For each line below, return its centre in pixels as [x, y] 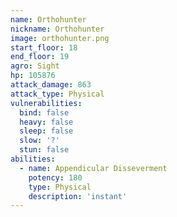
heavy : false [46, 122]
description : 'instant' [78, 196]
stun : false [44, 150]
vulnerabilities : [46, 103]
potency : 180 [55, 177]
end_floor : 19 [40, 57]
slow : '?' [39, 141]
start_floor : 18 [44, 47]
